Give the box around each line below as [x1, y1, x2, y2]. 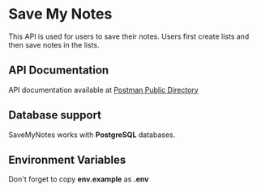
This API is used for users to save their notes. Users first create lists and [8, 31, 250, 41]
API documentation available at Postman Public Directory [8, 85, 199, 94]
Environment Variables [8, 152, 126, 166]
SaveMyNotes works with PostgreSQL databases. [8, 130, 176, 140]
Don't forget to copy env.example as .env [8, 174, 149, 184]
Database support [8, 108, 102, 122]
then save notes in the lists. [8, 40, 100, 49]
